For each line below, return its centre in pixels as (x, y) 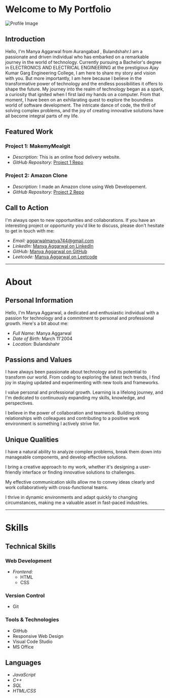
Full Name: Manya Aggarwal (42, 333)
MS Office (23, 647)
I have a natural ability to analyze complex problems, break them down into (83, 452)
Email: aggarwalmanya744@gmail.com (53, 241)
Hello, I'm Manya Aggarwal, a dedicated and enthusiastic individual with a (82, 312)
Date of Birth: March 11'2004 (42, 338)
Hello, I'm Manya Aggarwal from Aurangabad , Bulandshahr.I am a (74, 51)
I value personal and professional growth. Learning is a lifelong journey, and (84, 392)
